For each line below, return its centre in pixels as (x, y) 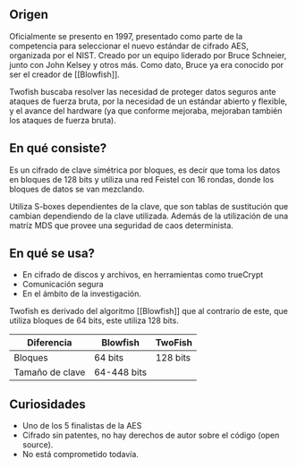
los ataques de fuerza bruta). (63, 120)
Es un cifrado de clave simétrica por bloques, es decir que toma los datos (145, 170)
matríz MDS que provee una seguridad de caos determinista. (122, 225)
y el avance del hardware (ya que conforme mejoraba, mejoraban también (146, 110)
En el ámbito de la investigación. (81, 294)
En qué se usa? (52, 254)
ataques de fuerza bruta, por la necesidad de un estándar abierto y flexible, (148, 101)
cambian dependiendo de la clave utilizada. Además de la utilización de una (149, 216)
